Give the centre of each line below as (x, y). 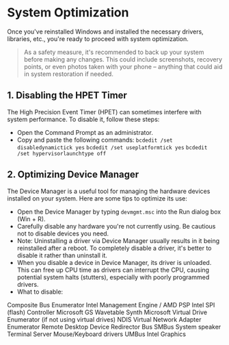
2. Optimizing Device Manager (73, 175)
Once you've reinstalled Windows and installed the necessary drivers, (105, 31)
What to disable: (40, 292)
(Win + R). (31, 219)
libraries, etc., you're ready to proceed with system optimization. (98, 38)
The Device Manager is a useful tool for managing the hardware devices (109, 191)
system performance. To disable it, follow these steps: (83, 119)
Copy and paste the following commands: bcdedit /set (95, 140)
